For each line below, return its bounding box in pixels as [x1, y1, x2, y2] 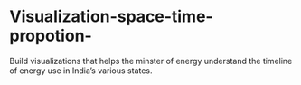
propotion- [9, 25, 92, 46]
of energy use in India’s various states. [9, 65, 153, 76]
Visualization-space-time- [9, 6, 214, 27]
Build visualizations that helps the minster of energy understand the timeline [9, 55, 293, 66]
